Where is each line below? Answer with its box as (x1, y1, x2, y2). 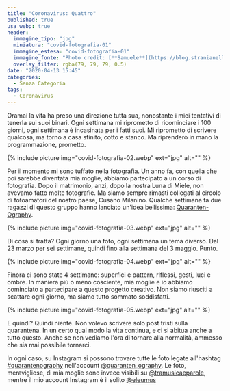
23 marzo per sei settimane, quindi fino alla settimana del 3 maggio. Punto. (7, 244, 218, 252)
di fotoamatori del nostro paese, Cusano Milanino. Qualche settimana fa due (7, 196, 222, 204)
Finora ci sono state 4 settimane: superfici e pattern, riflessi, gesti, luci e (7, 271, 211, 279)
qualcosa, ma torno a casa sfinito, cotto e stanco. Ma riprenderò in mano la (7, 133, 219, 141)
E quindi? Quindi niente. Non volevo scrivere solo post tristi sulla (7, 319, 188, 327)
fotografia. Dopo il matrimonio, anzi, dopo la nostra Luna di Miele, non (7, 182, 204, 189)
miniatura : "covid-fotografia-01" (13, 42, 112, 49)
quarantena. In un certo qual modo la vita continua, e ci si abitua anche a (7, 326, 212, 334)
